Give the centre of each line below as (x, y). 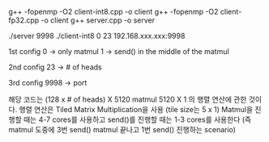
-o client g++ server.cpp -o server (98, 20)
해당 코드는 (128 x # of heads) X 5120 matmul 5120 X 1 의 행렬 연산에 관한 (128, 99)
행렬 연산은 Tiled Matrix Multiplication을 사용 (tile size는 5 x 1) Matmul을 (136, 109)
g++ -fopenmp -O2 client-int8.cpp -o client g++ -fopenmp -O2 (113, 12)
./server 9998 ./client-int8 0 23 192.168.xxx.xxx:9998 (97, 36)
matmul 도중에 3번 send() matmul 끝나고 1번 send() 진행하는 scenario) (122, 129)
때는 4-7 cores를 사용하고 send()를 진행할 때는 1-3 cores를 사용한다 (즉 (137, 119)
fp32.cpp (24, 20)
